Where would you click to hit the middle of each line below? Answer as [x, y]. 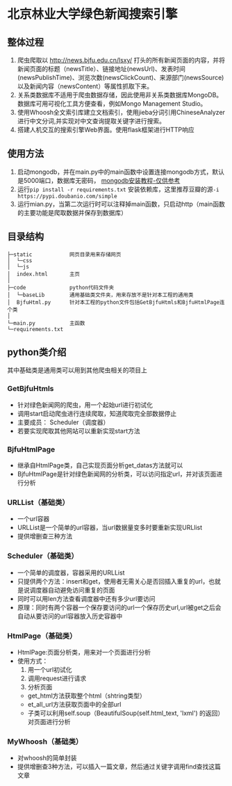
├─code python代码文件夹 [61, 287]
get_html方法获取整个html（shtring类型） [86, 696]
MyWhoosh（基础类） [45, 741]
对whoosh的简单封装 [47, 758]
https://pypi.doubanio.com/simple [67, 196]
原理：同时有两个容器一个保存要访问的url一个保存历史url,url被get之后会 [119, 607]
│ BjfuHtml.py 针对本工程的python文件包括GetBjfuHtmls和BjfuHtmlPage [114, 302]
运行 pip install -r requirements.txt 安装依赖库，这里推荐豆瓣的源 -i [118, 189]
